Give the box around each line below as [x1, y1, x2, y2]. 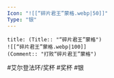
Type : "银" [7, 16, 38, 23]
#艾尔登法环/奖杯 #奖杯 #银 [7, 63, 84, 71]
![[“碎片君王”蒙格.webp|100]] [7, 43, 87, 50]
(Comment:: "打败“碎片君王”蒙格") [7, 50, 97, 58]
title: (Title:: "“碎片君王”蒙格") [7, 36, 102, 43]
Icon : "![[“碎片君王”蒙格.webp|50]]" [7, 9, 109, 17]
